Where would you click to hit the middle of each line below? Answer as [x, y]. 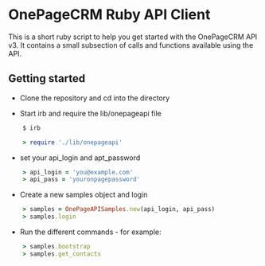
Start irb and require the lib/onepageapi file [90, 113]
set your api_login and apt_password [80, 158]
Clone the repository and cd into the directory [95, 98]
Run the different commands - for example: [90, 232]
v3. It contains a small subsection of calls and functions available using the [131, 45]
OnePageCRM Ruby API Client [109, 15]
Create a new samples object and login [84, 195]
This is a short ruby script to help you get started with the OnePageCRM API [133, 37]
